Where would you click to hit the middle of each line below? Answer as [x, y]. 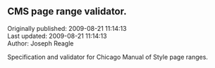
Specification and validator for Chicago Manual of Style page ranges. [107, 57]
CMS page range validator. [67, 12]
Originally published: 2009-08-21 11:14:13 [67, 28]
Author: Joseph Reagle [41, 43]
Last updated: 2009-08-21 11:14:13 [57, 36]
